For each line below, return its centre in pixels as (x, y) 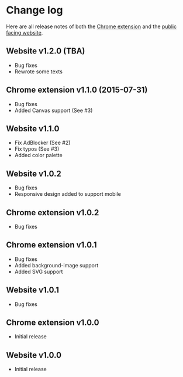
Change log (34, 10)
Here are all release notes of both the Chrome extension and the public (91, 26)
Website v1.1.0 (33, 129)
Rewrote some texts (39, 72)
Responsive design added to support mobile (68, 194)
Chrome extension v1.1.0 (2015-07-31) (77, 90)
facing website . (25, 32)
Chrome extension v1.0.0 (53, 323)
